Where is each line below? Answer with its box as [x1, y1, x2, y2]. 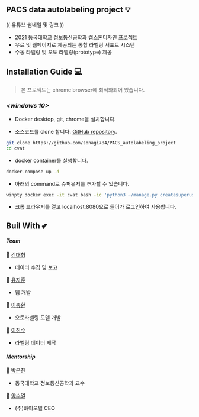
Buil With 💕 [6, 221, 47, 231]
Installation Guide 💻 [6, 67, 83, 77]
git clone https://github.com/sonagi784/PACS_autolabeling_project [6, 140, 176, 146]
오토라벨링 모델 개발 [14, 314, 61, 321]
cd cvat [6, 145, 25, 151]
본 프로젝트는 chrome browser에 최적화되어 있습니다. [20, 86, 145, 93]
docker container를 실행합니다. [14, 157, 89, 164]
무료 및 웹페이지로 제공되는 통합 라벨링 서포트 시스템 [14, 41, 135, 48]
